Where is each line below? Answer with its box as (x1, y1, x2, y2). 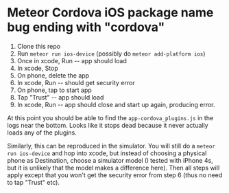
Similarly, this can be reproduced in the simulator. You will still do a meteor (7, 141, 216, 150)
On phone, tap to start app (16, 86, 93, 94)
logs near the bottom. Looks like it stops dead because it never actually (7, 121, 208, 129)
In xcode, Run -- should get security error (16, 78, 135, 87)
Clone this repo (16, 42, 60, 50)
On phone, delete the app (16, 71, 90, 80)
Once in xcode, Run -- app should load (16, 56, 127, 65)
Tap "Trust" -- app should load (16, 93, 104, 101)
